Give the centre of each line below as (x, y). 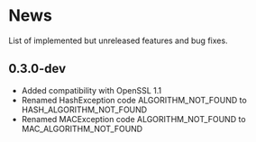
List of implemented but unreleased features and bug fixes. (118, 40)
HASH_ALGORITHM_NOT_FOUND (84, 110)
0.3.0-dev (37, 69)
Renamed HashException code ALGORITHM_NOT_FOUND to (134, 100)
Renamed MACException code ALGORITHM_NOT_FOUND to (133, 119)
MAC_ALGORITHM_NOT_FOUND (82, 129)
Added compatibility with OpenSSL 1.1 (91, 90)
